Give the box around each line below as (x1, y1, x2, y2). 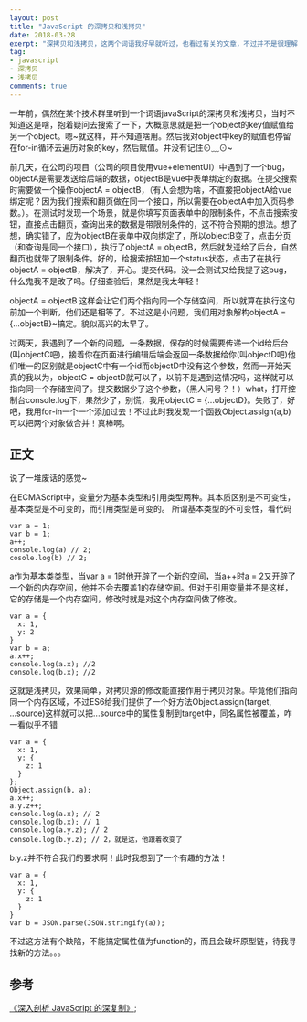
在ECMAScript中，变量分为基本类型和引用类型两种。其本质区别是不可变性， (9, 492, 295, 503)
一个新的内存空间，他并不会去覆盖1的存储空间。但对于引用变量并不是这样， (9, 582, 293, 593)
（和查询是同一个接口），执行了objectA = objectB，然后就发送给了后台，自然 (9, 241, 298, 252)
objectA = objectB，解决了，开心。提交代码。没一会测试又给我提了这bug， (9, 264, 292, 275)
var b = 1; (9, 529, 51, 539)
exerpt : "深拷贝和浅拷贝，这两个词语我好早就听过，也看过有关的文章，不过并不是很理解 (9, 38, 299, 48)
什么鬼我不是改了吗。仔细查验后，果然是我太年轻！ (9, 275, 202, 286)
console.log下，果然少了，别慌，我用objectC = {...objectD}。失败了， (25, 394, 288, 405)
